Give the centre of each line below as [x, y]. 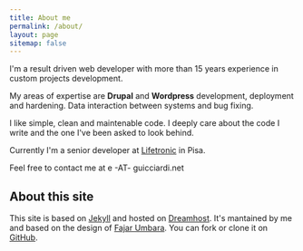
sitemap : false [38, 43]
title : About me [40, 18]
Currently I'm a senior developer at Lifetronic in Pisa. [108, 150]
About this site [52, 196]
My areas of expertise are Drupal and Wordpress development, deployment [152, 96]
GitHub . [24, 237]
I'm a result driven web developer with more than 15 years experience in [144, 69]
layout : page [34, 34]
